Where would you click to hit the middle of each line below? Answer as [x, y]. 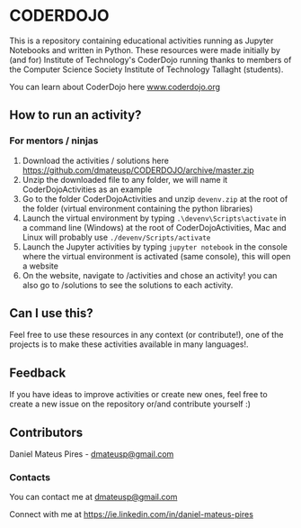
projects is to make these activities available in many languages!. [129, 344]
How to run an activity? [75, 115]
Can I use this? [51, 313]
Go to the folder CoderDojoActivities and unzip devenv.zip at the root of [155, 198]
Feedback [38, 373]
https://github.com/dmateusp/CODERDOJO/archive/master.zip [138, 170]
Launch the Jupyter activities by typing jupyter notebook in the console [155, 246]
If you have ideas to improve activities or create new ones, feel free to [138, 395]
